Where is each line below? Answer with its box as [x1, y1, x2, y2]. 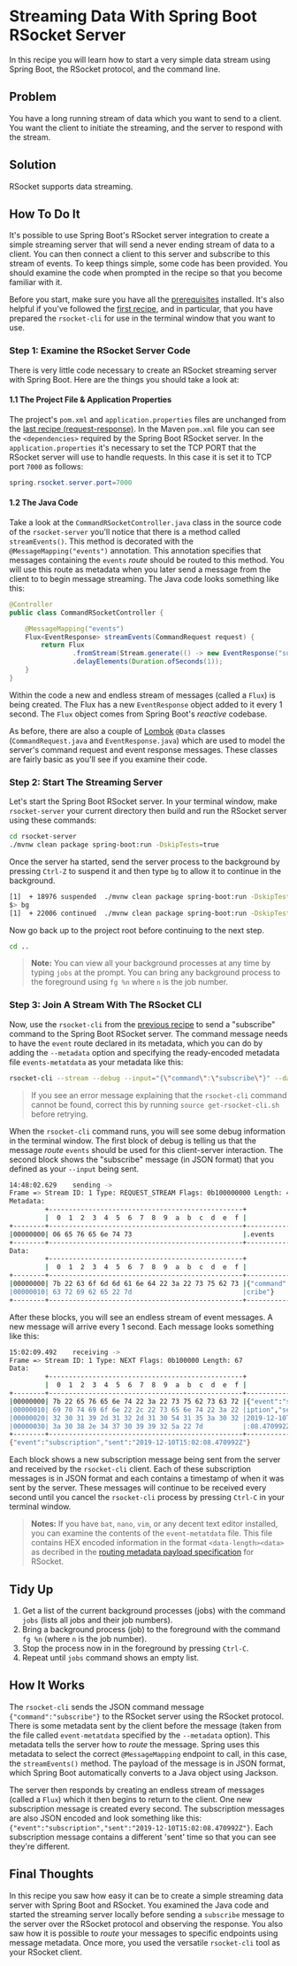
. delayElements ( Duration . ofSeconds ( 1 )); [72, 657, 224, 666]
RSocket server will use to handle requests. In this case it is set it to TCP [9, 452, 272, 462]
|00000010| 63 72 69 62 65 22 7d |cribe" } [9, 1287, 275, 1296]
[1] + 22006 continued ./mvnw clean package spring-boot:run [9, 909, 247, 917]
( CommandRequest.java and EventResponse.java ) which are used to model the [9, 735, 286, 746]
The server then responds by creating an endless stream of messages [9, 1784, 265, 1795]
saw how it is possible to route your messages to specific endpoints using [9, 1928, 278, 1939]
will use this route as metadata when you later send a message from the [9, 564, 271, 575]
